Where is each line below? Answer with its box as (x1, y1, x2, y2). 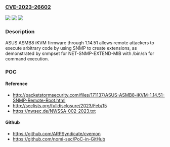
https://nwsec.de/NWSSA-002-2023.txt (12, 108, 96, 114)
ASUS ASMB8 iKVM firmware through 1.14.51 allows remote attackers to (5, 39, 154, 46)
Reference (5, 81, 28, 87)
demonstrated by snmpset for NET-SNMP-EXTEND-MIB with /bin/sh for (5, 50, 154, 56)
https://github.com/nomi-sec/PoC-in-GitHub (12, 136, 105, 142)
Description (5, 28, 35, 35)
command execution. (5, 55, 49, 61)
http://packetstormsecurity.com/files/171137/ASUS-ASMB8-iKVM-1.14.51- (12, 92, 165, 98)
